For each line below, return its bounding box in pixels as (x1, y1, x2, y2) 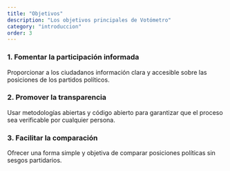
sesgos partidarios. (7, 156, 62, 165)
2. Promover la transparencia (7, 93, 107, 102)
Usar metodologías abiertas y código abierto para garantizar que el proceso (7, 108, 223, 116)
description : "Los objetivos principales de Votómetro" (7, 17, 171, 24)
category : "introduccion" (7, 23, 82, 30)
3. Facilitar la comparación (7, 133, 98, 143)
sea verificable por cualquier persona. (7, 116, 115, 124)
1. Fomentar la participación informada (7, 53, 140, 62)
